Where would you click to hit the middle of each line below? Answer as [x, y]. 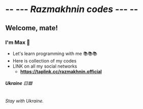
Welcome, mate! [32, 28]
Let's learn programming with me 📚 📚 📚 [55, 53]
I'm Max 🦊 [18, 42]
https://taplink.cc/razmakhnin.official [61, 71]
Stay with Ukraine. [25, 101]
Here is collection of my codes [45, 61]
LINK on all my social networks [45, 66]
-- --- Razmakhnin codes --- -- [72, 9]
